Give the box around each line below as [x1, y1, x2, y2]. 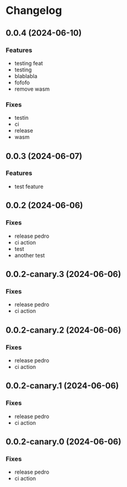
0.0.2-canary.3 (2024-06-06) [5, 269, 122, 279]
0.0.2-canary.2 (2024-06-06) [5, 325, 122, 335]
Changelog [5, 4, 62, 18]
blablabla [14, 72, 37, 79]
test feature [14, 183, 44, 190]
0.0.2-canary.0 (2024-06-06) [5, 437, 122, 446]
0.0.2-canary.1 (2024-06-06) [5, 381, 119, 391]
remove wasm [14, 85, 50, 93]
